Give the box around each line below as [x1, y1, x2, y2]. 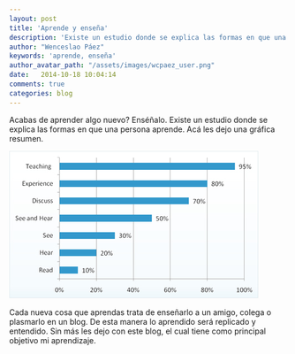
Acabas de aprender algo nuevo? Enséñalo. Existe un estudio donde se [9, 114, 268, 125]
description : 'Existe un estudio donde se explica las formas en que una [9, 33, 287, 42]
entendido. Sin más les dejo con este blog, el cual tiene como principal [9, 326, 267, 336]
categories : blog [9, 88, 73, 97]
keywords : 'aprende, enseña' [9, 51, 117, 61]
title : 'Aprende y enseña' [9, 23, 109, 33]
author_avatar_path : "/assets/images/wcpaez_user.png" [9, 61, 216, 70]
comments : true [9, 80, 65, 88]
